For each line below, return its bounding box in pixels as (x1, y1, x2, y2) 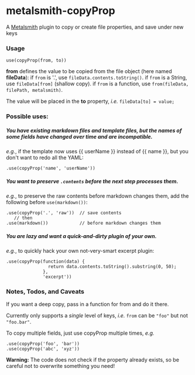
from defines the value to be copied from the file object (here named (6, 68, 172, 75)
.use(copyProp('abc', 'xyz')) (6, 346, 80, 352)
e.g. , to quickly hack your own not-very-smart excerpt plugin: (6, 247, 155, 254)
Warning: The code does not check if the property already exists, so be (6, 356, 180, 363)
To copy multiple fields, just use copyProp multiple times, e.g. (6, 329, 155, 337)
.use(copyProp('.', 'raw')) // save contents (6, 210, 122, 216)
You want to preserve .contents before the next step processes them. (6, 177, 179, 185)
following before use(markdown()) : (6, 199, 88, 206)
